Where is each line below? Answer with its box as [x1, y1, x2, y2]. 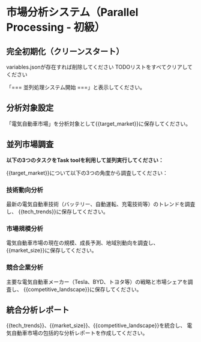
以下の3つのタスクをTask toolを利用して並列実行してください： [6, 156, 164, 163]
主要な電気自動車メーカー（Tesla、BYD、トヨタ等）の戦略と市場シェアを [6, 278, 188, 286]
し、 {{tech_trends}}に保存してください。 [6, 208, 109, 215]
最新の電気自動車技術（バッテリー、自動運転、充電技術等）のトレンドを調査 [6, 200, 196, 207]
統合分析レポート [6, 305, 70, 315]
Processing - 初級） [6, 20, 106, 34]
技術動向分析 [6, 186, 44, 194]
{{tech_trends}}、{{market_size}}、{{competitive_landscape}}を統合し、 [6, 322, 186, 329]
